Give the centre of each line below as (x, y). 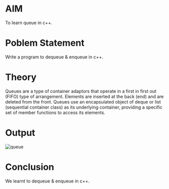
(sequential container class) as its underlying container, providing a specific (84, 107)
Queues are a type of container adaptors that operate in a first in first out (81, 91)
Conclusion (30, 167)
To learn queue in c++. (29, 23)
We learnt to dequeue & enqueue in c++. (47, 181)
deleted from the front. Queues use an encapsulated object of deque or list (83, 102)
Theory (21, 77)
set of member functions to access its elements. (55, 112)
